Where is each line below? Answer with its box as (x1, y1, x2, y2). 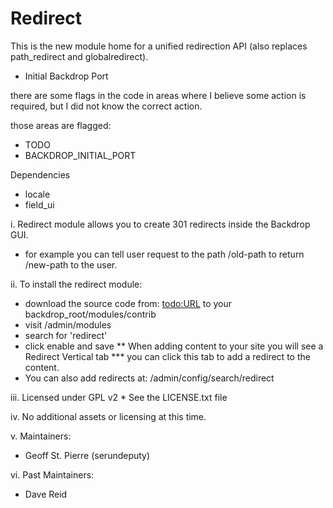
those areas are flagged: (10, 119, 112, 131)
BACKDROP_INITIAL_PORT (24, 149, 137, 161)
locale (24, 188, 51, 200)
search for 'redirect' (24, 329, 108, 341)
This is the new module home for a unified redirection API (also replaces (10, 40, 308, 52)
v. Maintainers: (10, 430, 72, 442)
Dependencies (10, 168, 71, 181)
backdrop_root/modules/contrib (24, 308, 157, 320)
